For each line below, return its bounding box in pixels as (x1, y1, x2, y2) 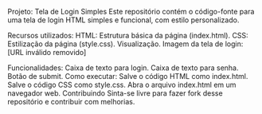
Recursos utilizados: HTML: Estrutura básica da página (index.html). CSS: (7, 31, 248, 40)
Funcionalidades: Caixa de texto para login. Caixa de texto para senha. (7, 63, 239, 73)
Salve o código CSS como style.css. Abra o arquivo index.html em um (7, 80, 237, 89)
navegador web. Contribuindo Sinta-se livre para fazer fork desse (7, 88, 224, 98)
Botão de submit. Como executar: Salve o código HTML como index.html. (7, 72, 248, 81)
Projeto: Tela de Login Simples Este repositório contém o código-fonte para (7, 7, 255, 16)
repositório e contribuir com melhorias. (7, 97, 135, 106)
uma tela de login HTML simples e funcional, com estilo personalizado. (7, 15, 240, 25)
